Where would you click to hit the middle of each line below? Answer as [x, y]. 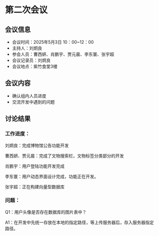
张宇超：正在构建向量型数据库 [35, 187]
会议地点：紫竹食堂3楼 [35, 66]
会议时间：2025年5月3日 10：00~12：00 [53, 42]
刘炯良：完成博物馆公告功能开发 [37, 145]
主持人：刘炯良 [27, 48]
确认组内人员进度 [29, 96]
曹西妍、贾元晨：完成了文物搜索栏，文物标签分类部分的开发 [64, 156]
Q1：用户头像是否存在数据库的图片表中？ [46, 212]
